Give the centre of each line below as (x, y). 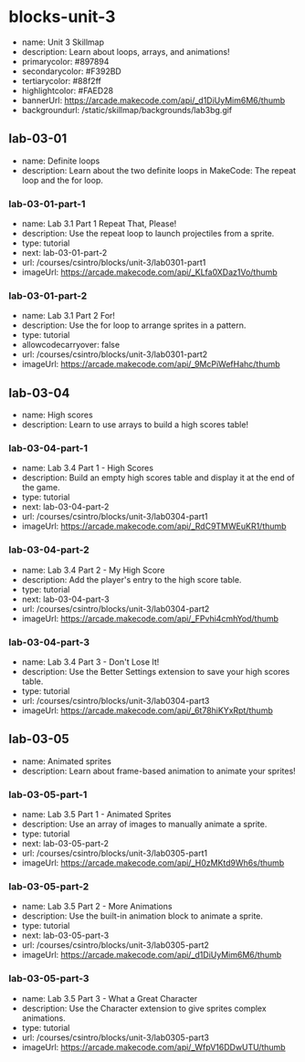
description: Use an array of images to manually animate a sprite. (144, 825)
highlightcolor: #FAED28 (68, 90)
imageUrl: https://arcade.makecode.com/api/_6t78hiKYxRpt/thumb (147, 710)
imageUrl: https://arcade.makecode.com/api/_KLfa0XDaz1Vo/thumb (149, 272)
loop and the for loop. (63, 180)
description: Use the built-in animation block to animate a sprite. (142, 916)
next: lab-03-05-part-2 (65, 844)
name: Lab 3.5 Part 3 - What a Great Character (110, 998)
